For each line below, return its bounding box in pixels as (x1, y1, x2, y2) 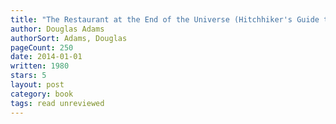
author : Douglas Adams (10, 24, 105, 34)
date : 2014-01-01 (10, 52, 83, 62)
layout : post (10, 80, 65, 90)
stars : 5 (10, 71, 47, 81)
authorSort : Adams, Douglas (10, 33, 128, 43)
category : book (10, 89, 74, 99)
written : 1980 (10, 61, 70, 71)
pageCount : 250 (10, 42, 74, 53)
